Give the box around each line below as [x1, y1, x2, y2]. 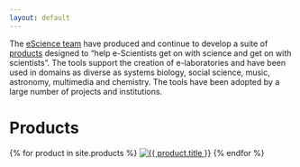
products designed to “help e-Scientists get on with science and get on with [9, 47, 292, 59]
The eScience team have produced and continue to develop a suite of [9, 38, 268, 49]
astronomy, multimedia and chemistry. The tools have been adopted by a [9, 76, 280, 87]
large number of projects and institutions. [9, 86, 163, 97]
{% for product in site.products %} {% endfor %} [9, 147, 265, 158]
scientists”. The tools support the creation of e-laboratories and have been [9, 57, 286, 68]
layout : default [9, 13, 70, 23]
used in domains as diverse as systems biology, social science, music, [9, 67, 270, 78]
